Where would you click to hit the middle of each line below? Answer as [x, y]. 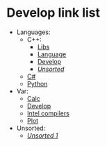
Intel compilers [48, 113]
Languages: [33, 32]
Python [37, 83]
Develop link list [53, 13]
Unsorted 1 [42, 135]
